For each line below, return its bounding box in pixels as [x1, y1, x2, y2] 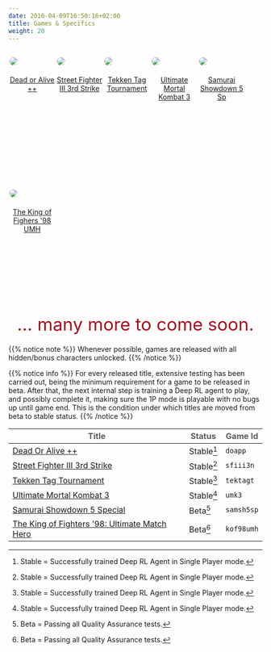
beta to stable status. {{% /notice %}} [8, 412, 134, 421]
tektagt [225, 475, 255, 485]
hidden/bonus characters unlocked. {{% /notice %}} [8, 353, 182, 363]
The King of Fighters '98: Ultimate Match [12, 518, 167, 529]
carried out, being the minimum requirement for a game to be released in [8, 377, 250, 387]
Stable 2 [189, 459, 218, 472]
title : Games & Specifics [8, 19, 95, 27]
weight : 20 [8, 27, 45, 35]
